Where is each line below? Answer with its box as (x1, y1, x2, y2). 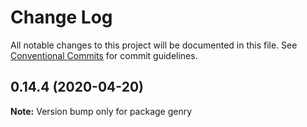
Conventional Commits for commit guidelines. (10, 49, 198, 61)
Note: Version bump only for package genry (10, 105, 193, 117)
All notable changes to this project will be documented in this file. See (10, 39, 298, 51)
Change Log (10, 6, 113, 29)
